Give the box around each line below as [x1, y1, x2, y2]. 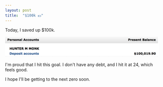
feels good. [5, 67, 28, 72]
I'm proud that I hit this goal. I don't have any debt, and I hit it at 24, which [5, 61, 153, 68]
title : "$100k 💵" [5, 13, 44, 18]
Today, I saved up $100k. [5, 27, 55, 33]
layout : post [5, 8, 32, 13]
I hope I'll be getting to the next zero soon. [5, 76, 90, 82]
